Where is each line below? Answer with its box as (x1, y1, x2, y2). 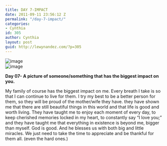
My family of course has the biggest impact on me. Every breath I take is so (5, 88, 161, 94)
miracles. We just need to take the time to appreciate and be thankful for (5, 130, 154, 136)
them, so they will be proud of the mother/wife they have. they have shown (5, 98, 159, 105)
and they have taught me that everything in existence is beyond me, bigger (5, 120, 159, 126)
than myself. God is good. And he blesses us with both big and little (5, 125, 144, 131)
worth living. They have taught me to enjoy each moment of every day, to (5, 109, 156, 115)
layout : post (5, 40, 32, 45)
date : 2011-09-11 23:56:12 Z (5, 12, 66, 17)
